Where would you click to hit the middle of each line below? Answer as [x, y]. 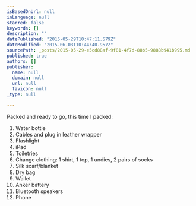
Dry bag [25, 172]
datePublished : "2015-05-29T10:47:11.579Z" [61, 39]
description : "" [27, 34]
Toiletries [27, 153]
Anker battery [32, 185]
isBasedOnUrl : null [31, 12]
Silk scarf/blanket [37, 166]
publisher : [20, 67]
